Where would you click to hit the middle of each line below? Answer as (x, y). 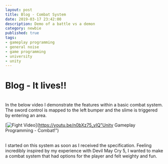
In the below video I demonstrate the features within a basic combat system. (84, 105)
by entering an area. (26, 115)
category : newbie (23, 28)
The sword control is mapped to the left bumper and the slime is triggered (81, 110)
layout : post (19, 10)
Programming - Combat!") (32, 130)
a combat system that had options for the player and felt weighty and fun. (81, 156)
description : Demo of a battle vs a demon (50, 24)
